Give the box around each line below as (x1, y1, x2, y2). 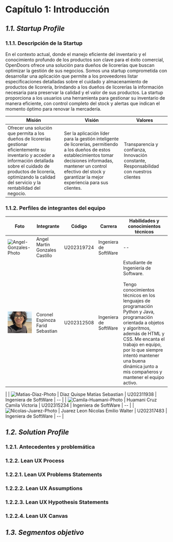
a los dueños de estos (64, 147, 111, 153)
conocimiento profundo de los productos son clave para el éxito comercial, (5, 57, 164, 63)
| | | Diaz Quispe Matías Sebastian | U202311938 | (5, 391, 157, 397)
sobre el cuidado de (7, 163, 50, 169)
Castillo (36, 252, 53, 259)
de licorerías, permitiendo (64, 141, 118, 147)
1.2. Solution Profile (5, 428, 70, 437)
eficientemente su (7, 147, 46, 153)
